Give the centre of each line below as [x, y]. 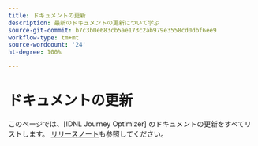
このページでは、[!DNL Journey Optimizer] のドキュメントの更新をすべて [126, 124]
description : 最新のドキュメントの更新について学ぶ [84, 23]
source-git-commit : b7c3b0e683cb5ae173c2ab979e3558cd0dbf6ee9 [112, 30]
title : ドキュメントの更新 [47, 15]
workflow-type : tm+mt [44, 37]
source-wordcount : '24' [47, 45]
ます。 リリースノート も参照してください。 [98, 133]
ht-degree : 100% [35, 52]
